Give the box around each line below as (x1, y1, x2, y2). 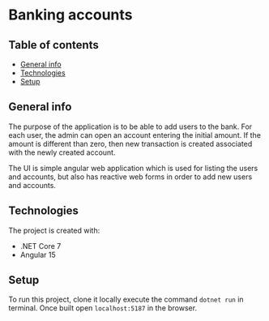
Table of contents (8, 38, 99, 52)
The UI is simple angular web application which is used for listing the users (8, 163, 258, 173)
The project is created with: (8, 225, 100, 235)
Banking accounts (8, 6, 133, 24)
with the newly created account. (8, 148, 116, 157)
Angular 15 (19, 250, 57, 259)
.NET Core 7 (19, 241, 62, 250)
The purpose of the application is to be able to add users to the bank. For (8, 122, 253, 131)
